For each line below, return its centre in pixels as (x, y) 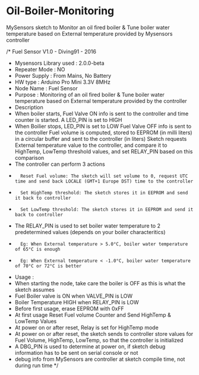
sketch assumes (35, 289)
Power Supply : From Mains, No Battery (63, 75)
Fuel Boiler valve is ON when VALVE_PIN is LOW (74, 296)
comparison (29, 157)
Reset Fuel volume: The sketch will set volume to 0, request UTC (104, 176)
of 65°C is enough (37, 249)
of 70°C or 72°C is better (48, 266)
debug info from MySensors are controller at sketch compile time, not (100, 359)
